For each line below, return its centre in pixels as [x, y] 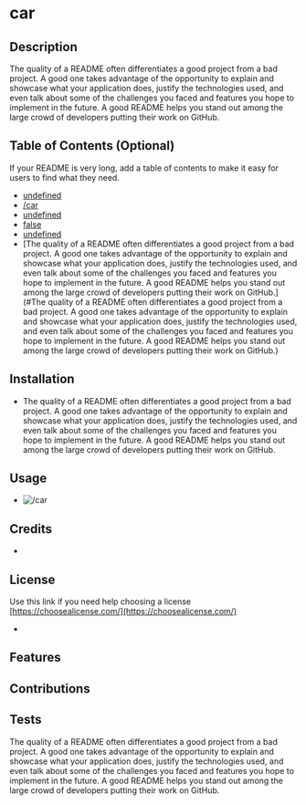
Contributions [50, 689]
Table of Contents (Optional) [92, 146]
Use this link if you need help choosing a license [100, 601]
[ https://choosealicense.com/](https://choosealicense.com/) [123, 612]
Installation [42, 379]
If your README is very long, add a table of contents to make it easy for [144, 168]
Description [43, 47]
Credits [31, 529]
